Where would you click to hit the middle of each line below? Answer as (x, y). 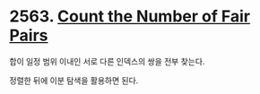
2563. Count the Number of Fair (130, 17)
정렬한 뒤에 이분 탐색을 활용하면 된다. (74, 80)
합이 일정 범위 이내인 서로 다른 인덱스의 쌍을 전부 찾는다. (107, 61)
